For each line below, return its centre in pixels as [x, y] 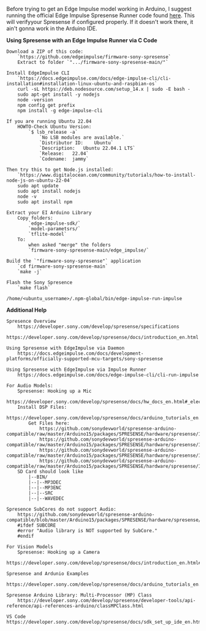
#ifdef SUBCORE [37, 525]
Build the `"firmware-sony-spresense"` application [74, 261]
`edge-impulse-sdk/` [55, 223]
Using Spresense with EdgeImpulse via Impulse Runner [77, 370]
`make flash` [34, 288]
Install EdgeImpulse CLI [38, 73]
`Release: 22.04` [64, 153]
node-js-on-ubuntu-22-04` [39, 180]
